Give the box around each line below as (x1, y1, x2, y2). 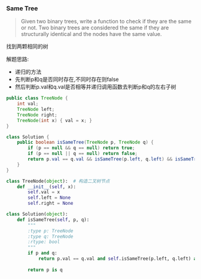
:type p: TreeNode (28, 228, 74, 234)
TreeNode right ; (17, 112, 58, 118)
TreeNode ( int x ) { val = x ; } (17, 117, 93, 123)
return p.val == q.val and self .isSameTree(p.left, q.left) (38, 256, 191, 262)
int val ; (17, 101, 39, 107)
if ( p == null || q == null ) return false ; (28, 151, 138, 157)
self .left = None (28, 195, 71, 201)
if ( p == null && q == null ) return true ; (28, 145, 135, 151)
